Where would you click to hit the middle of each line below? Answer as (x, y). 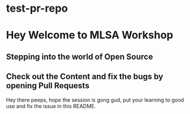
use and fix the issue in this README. (51, 106)
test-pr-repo (37, 8)
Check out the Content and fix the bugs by (85, 77)
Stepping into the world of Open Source (80, 56)
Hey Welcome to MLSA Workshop (90, 35)
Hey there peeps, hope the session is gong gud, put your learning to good (95, 100)
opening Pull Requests (48, 86)
